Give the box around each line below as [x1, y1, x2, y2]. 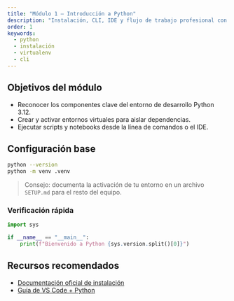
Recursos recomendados [7, 260, 120, 272]
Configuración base [7, 143, 96, 155]
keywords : [7, 29, 36, 37]
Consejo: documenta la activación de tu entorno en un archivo [24, 181, 205, 189]
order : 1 [7, 23, 33, 30]
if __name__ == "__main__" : [7, 234, 90, 241]
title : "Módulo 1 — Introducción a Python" [7, 10, 137, 17]
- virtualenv [13, 50, 52, 57]
